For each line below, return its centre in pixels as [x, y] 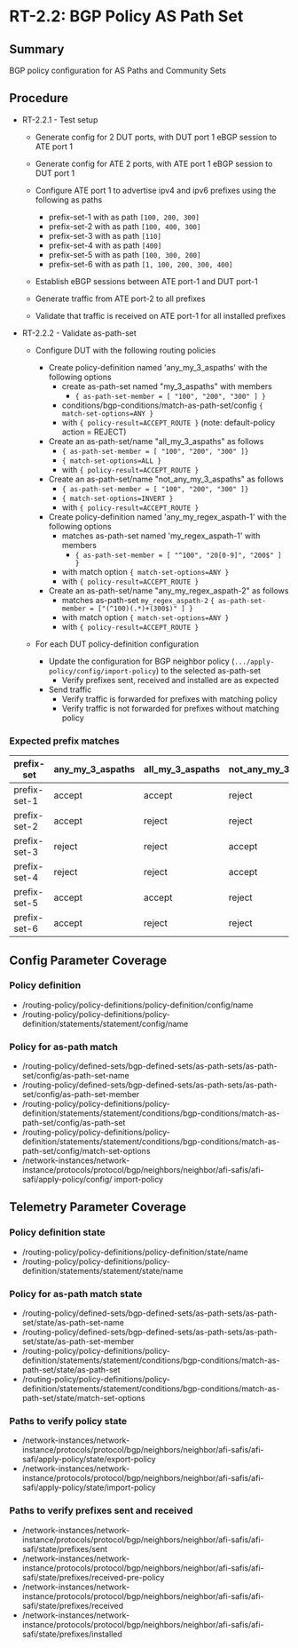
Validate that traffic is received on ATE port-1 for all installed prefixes [161, 315]
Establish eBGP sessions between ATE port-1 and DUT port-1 [147, 281]
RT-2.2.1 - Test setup [60, 119]
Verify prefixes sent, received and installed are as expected [170, 680]
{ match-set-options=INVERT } [118, 498]
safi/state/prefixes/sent [65, 1548]
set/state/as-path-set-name [73, 1323]
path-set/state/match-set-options [83, 1398]
